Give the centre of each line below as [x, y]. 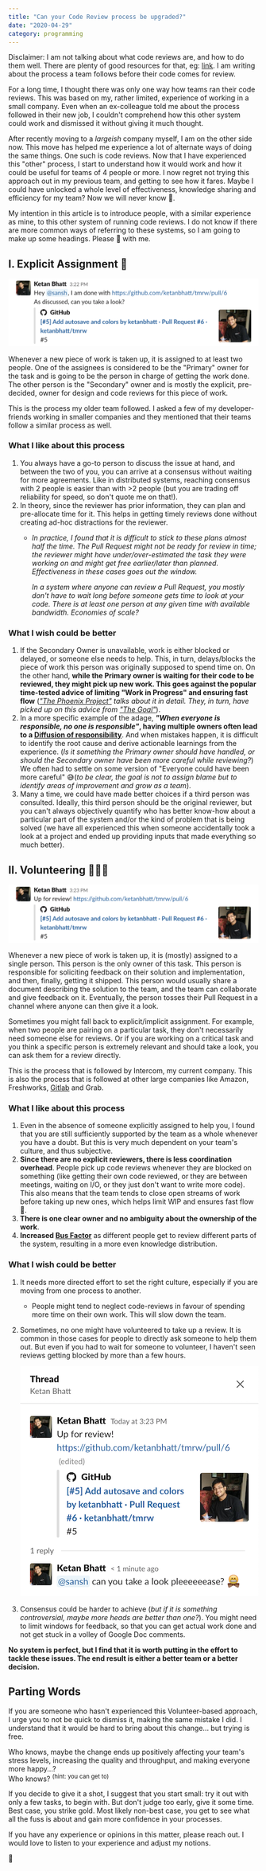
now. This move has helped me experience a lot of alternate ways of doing [130, 147]
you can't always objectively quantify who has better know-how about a [137, 811]
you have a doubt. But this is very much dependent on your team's [129, 1143]
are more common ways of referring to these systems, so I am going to [124, 230]
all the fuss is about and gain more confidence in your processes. [115, 1819]
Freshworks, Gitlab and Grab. [56, 1088]
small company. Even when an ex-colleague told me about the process [124, 107]
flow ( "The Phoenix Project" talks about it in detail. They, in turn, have [134, 701]
